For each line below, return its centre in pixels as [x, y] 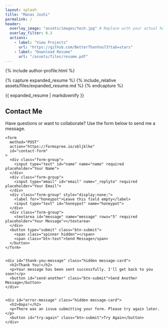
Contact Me [24, 111]
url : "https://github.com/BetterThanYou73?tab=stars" [76, 47]
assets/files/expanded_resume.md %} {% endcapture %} [64, 86]
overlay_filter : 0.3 [31, 33]
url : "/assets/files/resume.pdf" [53, 56]
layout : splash [21, 10]
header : [13, 24]
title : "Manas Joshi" [28, 15]
